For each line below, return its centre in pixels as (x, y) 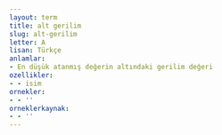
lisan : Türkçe (36, 51)
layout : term (33, 17)
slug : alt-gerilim (43, 34)
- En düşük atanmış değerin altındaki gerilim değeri (111, 67)
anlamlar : (28, 59)
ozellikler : (31, 75)
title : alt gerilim (45, 26)
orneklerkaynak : (39, 108)
